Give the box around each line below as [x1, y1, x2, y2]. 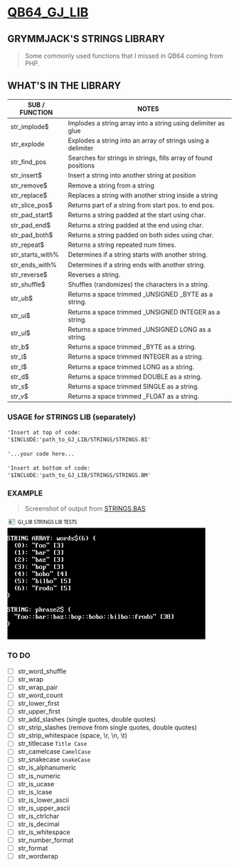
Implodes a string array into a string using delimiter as [68, 118, 225, 127]
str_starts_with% [10, 250, 59, 259]
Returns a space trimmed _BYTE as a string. [68, 343, 196, 352]
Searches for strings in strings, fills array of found [68, 154, 213, 163]
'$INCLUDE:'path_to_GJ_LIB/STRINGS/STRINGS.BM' [7, 472, 152, 479]
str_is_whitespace [17, 828, 70, 836]
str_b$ [10, 343, 30, 352]
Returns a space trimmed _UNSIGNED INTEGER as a [68, 307, 221, 316]
